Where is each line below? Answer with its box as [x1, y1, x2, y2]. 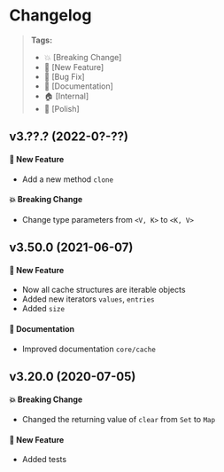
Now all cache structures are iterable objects [21, 285, 186, 295]
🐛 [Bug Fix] [43, 71, 86, 82]
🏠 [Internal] [43, 90, 89, 101]
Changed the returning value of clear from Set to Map [21, 414, 215, 425]
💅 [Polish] [43, 103, 80, 114]
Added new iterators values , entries [21, 294, 155, 304]
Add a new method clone [21, 174, 113, 185]
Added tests [21, 454, 67, 465]
